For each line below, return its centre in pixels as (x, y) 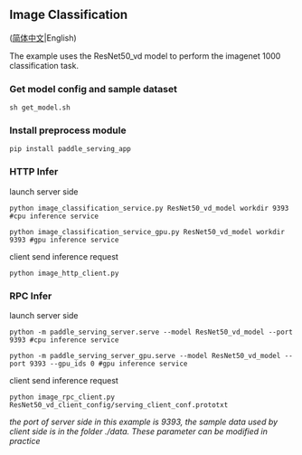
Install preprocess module (68, 130)
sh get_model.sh (40, 108)
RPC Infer (31, 296)
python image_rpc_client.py (62, 397)
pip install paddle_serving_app (70, 149)
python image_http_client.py (64, 273)
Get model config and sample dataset (94, 89)
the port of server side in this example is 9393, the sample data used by (144, 422)
